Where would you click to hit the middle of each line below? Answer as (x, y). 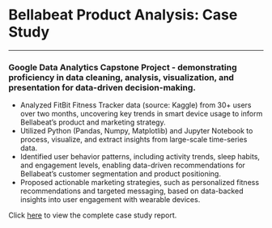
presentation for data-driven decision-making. (102, 87)
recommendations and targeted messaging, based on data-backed (132, 191)
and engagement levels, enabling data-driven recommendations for (132, 165)
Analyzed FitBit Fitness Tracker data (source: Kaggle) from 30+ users (136, 105)
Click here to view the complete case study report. (93, 215)
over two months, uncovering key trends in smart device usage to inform (141, 114)
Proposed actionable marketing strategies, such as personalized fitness (140, 183)
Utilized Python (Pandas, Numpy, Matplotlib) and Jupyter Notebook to (136, 131)
